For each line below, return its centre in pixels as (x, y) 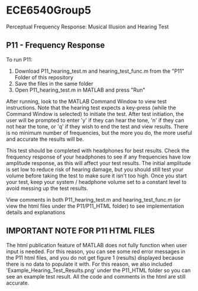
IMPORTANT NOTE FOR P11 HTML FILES (80, 231)
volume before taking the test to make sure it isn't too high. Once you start (97, 176)
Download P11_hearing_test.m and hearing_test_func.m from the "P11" (99, 71)
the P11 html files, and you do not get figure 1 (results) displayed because (95, 257)
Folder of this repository (44, 77)
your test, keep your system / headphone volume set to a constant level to (96, 182)
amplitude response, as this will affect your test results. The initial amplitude (98, 163)
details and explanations (36, 212)
